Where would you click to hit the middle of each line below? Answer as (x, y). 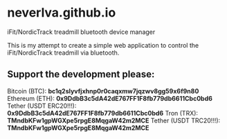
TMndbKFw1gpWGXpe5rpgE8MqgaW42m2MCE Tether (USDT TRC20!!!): (114, 120)
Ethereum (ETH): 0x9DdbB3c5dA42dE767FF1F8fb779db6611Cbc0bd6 (110, 98)
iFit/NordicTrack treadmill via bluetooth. (63, 53)
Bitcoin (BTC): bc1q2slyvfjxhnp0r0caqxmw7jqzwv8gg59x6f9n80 (103, 91)
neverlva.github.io (62, 13)
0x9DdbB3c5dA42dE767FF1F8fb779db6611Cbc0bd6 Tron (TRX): (103, 113)
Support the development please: (81, 74)
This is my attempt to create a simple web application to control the (103, 45)
